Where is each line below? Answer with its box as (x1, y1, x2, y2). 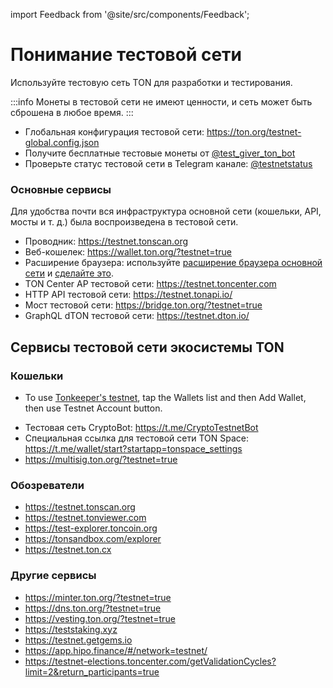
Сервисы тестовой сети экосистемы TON (10, 339, 285, 356)
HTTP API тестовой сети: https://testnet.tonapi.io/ (24, 289, 233, 301)
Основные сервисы (10, 182, 112, 196)
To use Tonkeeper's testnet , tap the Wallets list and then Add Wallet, (24, 391, 307, 403)
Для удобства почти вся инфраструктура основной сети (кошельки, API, (10, 205, 322, 218)
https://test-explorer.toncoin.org (24, 522, 158, 534)
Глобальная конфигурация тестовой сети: (24, 125, 205, 138)
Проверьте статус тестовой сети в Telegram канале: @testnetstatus (24, 157, 313, 169)
